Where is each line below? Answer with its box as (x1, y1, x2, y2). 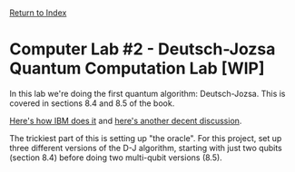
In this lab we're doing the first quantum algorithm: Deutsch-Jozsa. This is (9, 88, 286, 99)
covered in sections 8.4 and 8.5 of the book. (9, 98, 175, 109)
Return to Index (9, 7, 67, 18)
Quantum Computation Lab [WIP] (9, 58, 265, 79)
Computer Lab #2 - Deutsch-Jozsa (9, 39, 276, 60)
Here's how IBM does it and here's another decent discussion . (9, 115, 242, 126)
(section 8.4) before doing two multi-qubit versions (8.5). (9, 152, 222, 163)
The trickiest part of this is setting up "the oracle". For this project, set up (9, 132, 282, 143)
